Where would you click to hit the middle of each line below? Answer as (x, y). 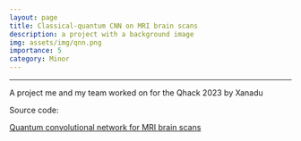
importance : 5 (36, 51)
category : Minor (39, 59)
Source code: (34, 110)
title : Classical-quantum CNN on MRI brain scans (104, 26)
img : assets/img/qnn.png (56, 42)
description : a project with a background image (102, 34)
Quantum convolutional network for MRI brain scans (105, 127)
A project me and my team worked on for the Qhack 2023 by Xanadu (137, 93)
